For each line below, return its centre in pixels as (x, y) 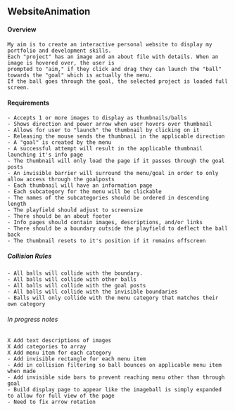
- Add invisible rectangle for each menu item (77, 359)
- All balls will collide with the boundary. (75, 273)
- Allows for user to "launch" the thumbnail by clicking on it (103, 130)
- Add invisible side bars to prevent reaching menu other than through (116, 377)
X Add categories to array (47, 346)
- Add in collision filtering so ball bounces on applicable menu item (114, 365)
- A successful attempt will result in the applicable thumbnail (105, 148)
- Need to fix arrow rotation (52, 402)
